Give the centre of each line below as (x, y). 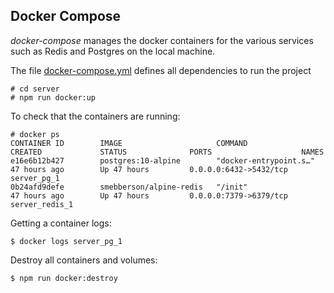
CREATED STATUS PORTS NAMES (167, 152)
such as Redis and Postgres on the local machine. (113, 51)
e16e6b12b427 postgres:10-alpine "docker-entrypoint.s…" (162, 160)
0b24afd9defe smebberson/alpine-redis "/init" (129, 187)
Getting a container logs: (61, 223)
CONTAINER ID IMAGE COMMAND (129, 143)
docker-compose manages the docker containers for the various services (162, 40)
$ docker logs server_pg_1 (66, 241)
